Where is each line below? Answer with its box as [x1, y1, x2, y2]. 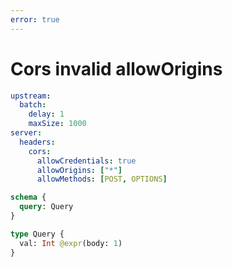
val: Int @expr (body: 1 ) [19, 238, 123, 248]
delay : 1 [28, 109, 65, 120]
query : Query [19, 202, 74, 212]
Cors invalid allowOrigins [10, 57, 223, 80]
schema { [10, 192, 47, 203]
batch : [19, 100, 47, 110]
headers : [19, 137, 56, 147]
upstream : [10, 91, 52, 101]
